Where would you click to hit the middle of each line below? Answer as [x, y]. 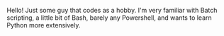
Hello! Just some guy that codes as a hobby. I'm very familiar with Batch [112, 10]
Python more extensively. [44, 25]
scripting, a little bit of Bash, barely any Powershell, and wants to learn [109, 18]
